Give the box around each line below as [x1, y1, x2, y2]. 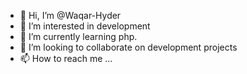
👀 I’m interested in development [19, 20, 151, 32]
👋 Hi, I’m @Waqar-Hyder [19, 10, 122, 21]
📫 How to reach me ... [19, 53, 113, 64]
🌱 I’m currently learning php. [19, 31, 138, 42]
